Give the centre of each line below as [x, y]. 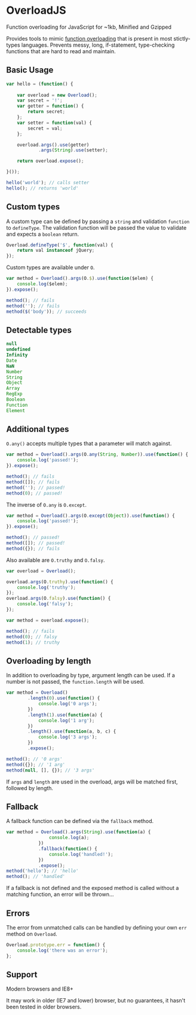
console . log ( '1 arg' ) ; [66, 720]
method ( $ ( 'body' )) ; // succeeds [46, 312]
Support [22, 975]
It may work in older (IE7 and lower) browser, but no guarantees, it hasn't [96, 1001]
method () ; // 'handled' [36, 877]
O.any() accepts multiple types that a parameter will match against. [89, 444]
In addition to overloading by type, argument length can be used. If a [91, 675]
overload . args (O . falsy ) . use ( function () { [59, 599]
